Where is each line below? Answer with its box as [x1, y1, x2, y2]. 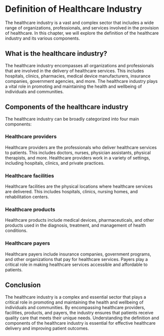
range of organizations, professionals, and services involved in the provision [5, 25, 159, 30]
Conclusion [5, 281, 41, 289]
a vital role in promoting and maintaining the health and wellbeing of [5, 83, 142, 89]
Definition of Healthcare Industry [5, 3, 142, 15]
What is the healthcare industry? [5, 50, 108, 58]
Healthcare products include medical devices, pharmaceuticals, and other [5, 217, 154, 223]
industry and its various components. [5, 35, 80, 41]
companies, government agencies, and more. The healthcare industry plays [5, 78, 158, 84]
